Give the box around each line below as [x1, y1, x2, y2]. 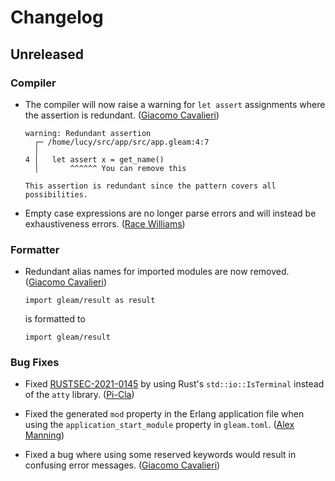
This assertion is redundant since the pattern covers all [24, 181, 277, 191]
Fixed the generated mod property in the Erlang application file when [24, 408, 305, 420]
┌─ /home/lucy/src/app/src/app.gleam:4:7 [34, 137, 210, 147]
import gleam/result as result [24, 296, 156, 306]
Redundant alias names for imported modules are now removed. [24, 266, 290, 278]
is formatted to [24, 313, 86, 325]
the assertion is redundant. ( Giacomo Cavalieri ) [24, 109, 220, 121]
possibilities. [24, 189, 89, 200]
